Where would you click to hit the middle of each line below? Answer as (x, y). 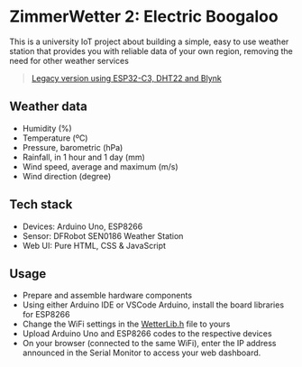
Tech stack (41, 205)
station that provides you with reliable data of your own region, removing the (151, 50)
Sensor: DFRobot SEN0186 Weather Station (103, 235)
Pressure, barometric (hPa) (73, 147)
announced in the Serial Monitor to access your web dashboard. (142, 353)
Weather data (48, 107)
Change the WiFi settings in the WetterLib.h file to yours (126, 324)
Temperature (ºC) (55, 138)
